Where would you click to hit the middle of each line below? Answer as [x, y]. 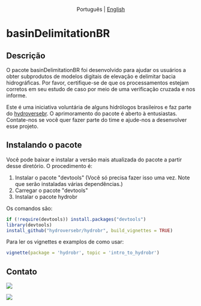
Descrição [26, 55]
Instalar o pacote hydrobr [46, 196]
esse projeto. [22, 126]
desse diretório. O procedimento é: [49, 166]
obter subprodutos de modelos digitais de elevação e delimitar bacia [91, 76]
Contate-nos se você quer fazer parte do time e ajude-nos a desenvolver [97, 120]
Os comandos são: [29, 208]
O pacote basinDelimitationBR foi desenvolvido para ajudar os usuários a [96, 70]
